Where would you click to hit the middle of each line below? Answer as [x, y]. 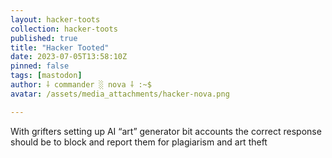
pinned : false [40, 66]
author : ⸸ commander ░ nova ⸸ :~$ [81, 85]
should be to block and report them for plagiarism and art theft [139, 142]
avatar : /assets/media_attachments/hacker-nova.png [120, 94]
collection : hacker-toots [64, 29]
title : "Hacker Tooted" [60, 47]
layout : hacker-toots [55, 19]
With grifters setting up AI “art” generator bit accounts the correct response [166, 131]
